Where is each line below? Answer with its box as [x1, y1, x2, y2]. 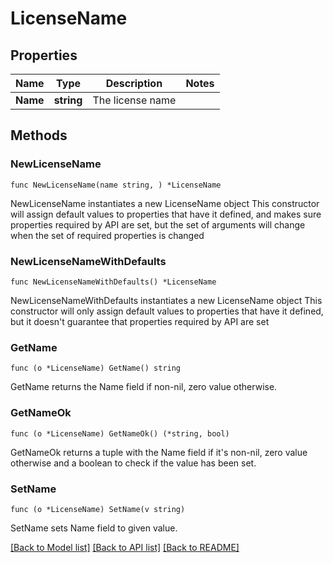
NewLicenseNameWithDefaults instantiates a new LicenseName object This [10, 294, 323, 306]
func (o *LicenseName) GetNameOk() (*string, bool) [10, 428, 230, 439]
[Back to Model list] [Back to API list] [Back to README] [10, 541, 240, 553]
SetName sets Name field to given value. [10, 522, 178, 534]
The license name [92, 93, 177, 107]
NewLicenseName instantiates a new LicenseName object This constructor [10, 197, 320, 209]
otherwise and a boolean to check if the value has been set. [10, 457, 257, 469]
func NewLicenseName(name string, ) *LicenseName [10, 180, 222, 190]
